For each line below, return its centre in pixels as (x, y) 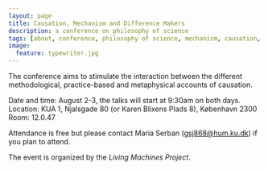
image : (19, 46)
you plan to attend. (39, 141)
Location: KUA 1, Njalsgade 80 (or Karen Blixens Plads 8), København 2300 (133, 109)
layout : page (30, 16)
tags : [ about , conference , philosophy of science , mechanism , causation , (135, 38)
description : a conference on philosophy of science (99, 31)
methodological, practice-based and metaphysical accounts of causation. (131, 85)
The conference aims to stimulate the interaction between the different (126, 76)
